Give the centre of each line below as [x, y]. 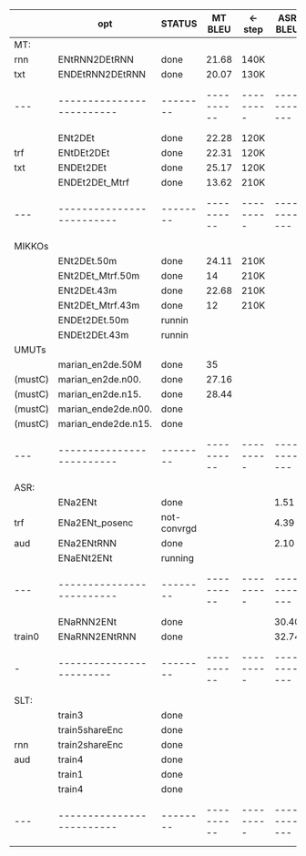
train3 [71, 715]
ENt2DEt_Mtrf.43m [99, 306]
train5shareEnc [91, 730]
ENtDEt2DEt [84, 153]
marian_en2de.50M [100, 365]
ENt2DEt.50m [87, 261]
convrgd [179, 529]
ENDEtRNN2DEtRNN [102, 74]
